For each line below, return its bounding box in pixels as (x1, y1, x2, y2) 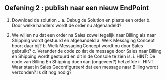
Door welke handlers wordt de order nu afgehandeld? (11, 22, 122, 28)
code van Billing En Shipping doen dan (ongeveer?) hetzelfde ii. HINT (11, 58, 154, 64)
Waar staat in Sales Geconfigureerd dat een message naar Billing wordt (11, 64, 158, 70)
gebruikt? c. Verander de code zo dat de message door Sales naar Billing (11, 48, 162, 54)
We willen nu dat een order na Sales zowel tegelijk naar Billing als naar (11, 32, 156, 38)
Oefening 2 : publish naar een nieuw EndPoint (4, 4, 149, 12)
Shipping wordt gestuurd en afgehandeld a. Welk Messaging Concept (11, 37, 155, 43)
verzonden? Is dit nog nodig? (11, 69, 72, 75)
